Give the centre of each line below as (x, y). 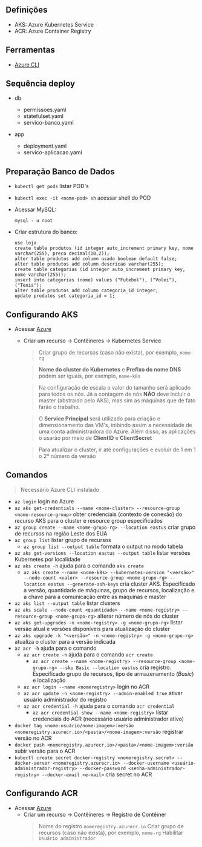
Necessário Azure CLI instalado (60, 489)
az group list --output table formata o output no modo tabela (103, 546)
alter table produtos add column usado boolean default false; (96, 259)
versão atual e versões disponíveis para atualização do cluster (92, 629)
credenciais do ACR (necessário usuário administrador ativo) (108, 719)
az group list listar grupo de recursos (63, 540)
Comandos (27, 475)
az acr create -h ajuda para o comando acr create (88, 654)
